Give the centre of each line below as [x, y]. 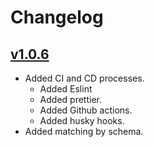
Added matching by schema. [84, 131]
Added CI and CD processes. [84, 78]
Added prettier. [70, 99]
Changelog [57, 17]
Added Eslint [66, 89]
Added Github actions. [86, 110]
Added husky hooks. [82, 120]
